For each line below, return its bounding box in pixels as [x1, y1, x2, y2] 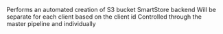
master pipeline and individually [6, 20, 97, 27]
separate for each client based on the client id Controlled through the [6, 13, 202, 21]
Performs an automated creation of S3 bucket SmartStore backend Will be [6, 6, 217, 13]
